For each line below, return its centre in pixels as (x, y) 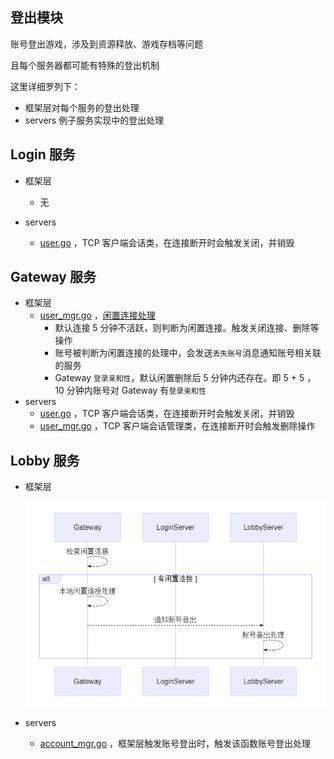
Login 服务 (43, 154)
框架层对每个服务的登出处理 (82, 107)
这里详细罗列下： (45, 86)
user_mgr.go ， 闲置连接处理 (97, 315)
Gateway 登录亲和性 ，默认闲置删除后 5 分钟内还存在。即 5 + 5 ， (185, 378)
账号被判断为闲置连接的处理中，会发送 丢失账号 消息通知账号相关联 (188, 353)
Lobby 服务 (45, 460)
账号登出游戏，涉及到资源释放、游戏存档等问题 (106, 44)
